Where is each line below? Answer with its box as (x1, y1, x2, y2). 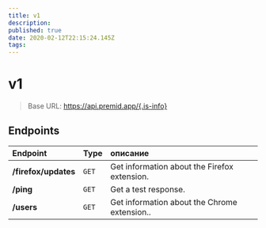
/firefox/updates (12, 165, 76, 177)
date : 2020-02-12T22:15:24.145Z (8, 33, 115, 42)
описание (110, 147, 150, 158)
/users (12, 201, 38, 212)
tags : (8, 41, 26, 49)
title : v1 (8, 11, 41, 20)
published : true (8, 26, 62, 34)
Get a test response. (110, 184, 186, 195)
